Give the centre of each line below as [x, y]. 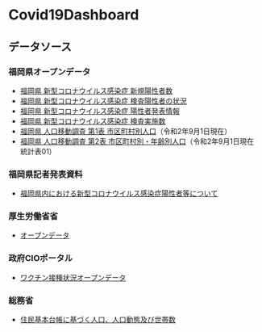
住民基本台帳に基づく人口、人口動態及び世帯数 [98, 320]
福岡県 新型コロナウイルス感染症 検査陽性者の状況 [103, 101]
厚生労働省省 [33, 216]
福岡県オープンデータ [50, 72]
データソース [40, 46]
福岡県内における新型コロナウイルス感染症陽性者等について [119, 193]
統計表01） [38, 151]
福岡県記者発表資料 [46, 174]
